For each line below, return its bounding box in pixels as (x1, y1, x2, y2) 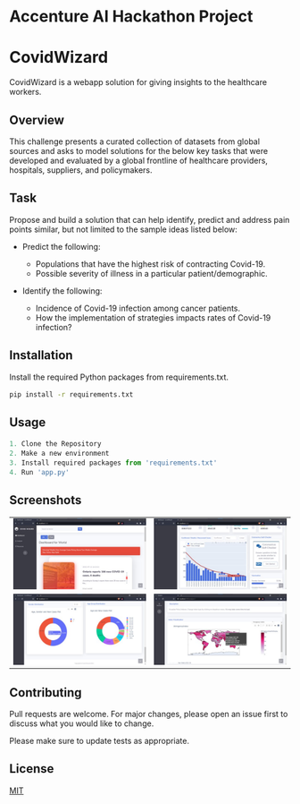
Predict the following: (21, 241, 101, 252)
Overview (9, 112, 65, 127)
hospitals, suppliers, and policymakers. (9, 164, 154, 175)
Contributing (9, 685, 82, 700)
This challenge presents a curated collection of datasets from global (9, 136, 261, 147)
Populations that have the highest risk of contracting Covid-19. (35, 258, 266, 269)
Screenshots (9, 492, 82, 508)
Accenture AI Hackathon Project (9, 6, 254, 27)
